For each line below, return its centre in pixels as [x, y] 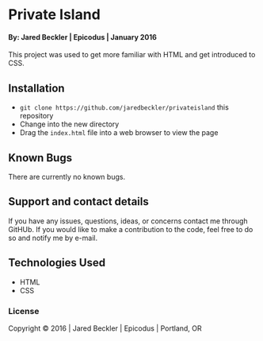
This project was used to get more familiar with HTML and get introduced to [132, 55]
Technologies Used [57, 263]
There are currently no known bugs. [67, 177]
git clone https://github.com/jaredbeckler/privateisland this [124, 107]
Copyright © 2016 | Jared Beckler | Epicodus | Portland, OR [105, 328]
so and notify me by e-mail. [53, 238]
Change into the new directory [69, 124]
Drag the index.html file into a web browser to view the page [119, 133]
